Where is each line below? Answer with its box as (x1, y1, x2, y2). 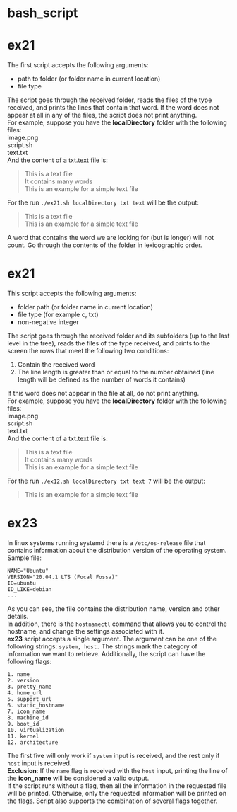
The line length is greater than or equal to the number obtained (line (17, 368, 215, 377)
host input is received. (7, 759, 72, 767)
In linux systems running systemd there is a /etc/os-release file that (7, 539, 206, 547)
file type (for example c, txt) (17, 310, 99, 319)
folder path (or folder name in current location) (17, 303, 154, 311)
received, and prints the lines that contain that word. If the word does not (7, 103, 219, 112)
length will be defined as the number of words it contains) (17, 375, 186, 384)
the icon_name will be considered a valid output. (7, 774, 150, 782)
